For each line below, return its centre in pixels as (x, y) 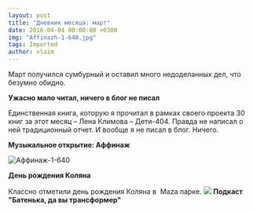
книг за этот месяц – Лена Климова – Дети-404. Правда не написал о (126, 121)
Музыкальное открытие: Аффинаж (69, 145)
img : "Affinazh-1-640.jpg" (52, 37)
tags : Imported (33, 45)
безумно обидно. (37, 82)
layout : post (29, 15)
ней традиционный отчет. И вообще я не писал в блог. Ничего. (114, 130)
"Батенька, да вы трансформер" (65, 200)
